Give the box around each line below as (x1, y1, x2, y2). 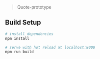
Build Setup (5, 18, 41, 27)
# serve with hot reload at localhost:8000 (5, 45, 96, 50)
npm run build (5, 49, 34, 55)
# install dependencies (5, 31, 54, 36)
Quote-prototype (17, 4, 51, 10)
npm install (5, 36, 29, 41)
